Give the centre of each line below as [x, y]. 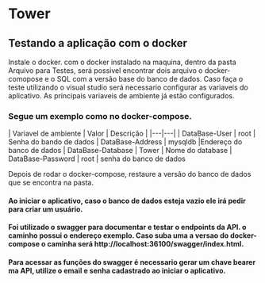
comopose [26, 79]
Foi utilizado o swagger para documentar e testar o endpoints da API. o [127, 228]
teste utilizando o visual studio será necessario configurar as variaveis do [128, 87]
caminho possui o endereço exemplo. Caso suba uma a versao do [119, 235]
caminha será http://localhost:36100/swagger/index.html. [146, 244]
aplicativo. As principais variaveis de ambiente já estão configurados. [121, 96]
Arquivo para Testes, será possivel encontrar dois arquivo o [106, 71]
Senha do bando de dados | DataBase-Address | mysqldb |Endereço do [125, 142]
